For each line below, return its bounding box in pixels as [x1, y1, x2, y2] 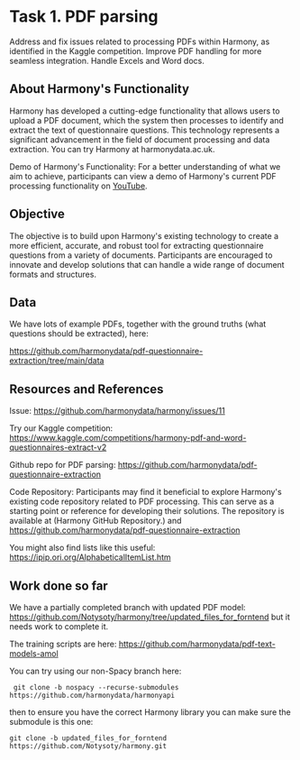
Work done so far [9, 578, 108, 593]
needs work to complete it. [9, 621, 109, 632]
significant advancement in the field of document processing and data [9, 133, 270, 145]
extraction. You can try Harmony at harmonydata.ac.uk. [9, 143, 215, 154]
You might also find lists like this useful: [9, 543, 156, 554]
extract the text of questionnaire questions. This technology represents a [9, 124, 280, 135]
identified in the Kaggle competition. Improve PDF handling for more [9, 45, 262, 56]
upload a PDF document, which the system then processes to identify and [9, 114, 284, 125]
